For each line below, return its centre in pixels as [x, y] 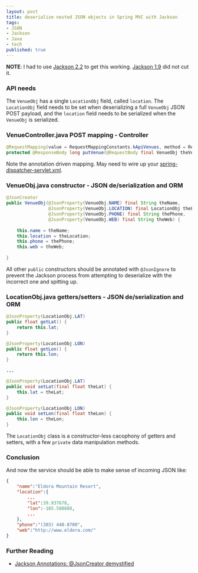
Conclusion [23, 457]
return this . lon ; [38, 355]
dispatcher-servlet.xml [34, 170]
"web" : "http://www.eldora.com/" [56, 531]
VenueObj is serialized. [33, 120]
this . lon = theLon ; [41, 419]
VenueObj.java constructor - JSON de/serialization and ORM [95, 186]
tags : [13, 22]
